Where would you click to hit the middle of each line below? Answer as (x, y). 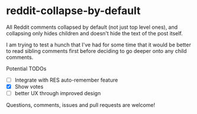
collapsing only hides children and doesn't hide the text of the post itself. (94, 33)
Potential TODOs (26, 68)
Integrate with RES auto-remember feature (66, 80)
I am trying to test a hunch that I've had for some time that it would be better (99, 45)
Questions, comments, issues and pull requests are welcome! (81, 105)
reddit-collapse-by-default (73, 11)
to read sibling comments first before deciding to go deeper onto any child (96, 51)
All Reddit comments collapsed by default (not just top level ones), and (92, 27)
